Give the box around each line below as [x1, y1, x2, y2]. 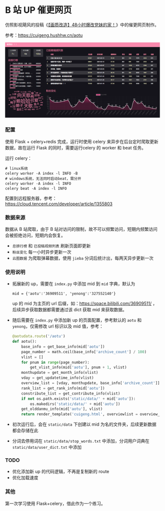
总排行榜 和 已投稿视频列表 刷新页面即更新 [12, 243, 91, 249]
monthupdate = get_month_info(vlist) [21, 370, 99, 375]
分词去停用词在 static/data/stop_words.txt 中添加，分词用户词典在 [12, 438, 150, 444]
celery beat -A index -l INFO [5, 186, 67, 191]
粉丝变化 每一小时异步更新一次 [12, 249, 72, 255]
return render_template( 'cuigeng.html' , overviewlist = [21, 412, 138, 417]
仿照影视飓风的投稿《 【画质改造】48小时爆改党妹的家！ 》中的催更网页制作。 [5, 22, 159, 28]
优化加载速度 [12, 474, 38, 481]
